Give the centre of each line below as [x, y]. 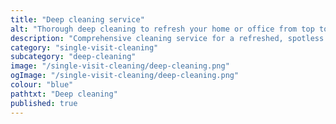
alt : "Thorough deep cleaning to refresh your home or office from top [162, 29]
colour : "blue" [42, 85]
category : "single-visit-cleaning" [84, 47]
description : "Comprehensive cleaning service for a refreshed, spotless [167, 38]
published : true [44, 103]
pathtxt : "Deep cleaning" [64, 94]
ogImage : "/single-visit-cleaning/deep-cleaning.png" [125, 76]
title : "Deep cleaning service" [77, 19]
